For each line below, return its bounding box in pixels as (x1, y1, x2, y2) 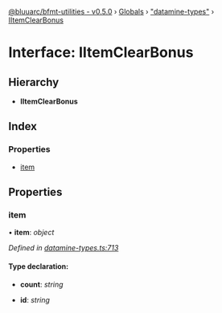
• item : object (8, 228, 55, 238)
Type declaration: (8, 261, 69, 271)
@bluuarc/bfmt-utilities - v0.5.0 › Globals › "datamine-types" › (8, 7, 215, 16)
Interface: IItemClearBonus (8, 43, 194, 62)
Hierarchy (8, 75, 60, 89)
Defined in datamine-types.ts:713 (8, 243, 119, 253)
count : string (19, 279, 64, 289)
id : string (19, 295, 51, 304)
